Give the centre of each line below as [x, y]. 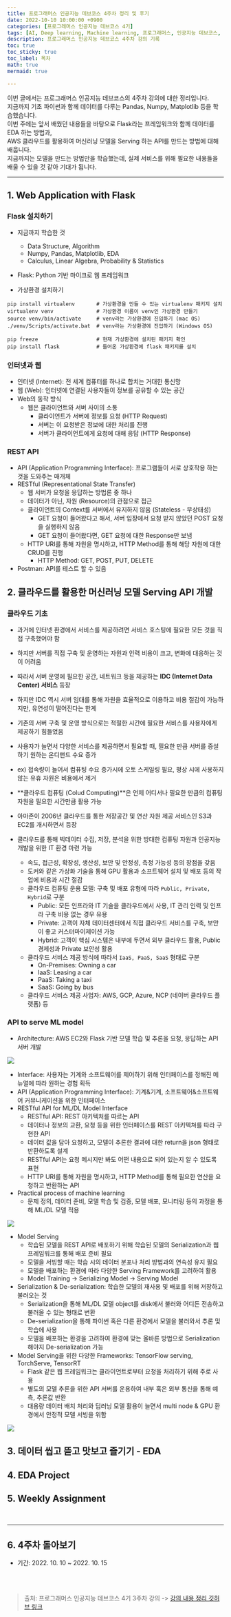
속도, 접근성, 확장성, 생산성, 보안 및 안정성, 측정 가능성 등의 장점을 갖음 [121, 863]
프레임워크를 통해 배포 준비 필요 [69, 1253]
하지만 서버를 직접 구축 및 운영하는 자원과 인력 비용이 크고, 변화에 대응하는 [116, 653]
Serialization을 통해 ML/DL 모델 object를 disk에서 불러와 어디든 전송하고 [125, 1303]
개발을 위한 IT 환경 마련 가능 [55, 848]
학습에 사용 [42, 1329]
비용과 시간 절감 [62, 880]
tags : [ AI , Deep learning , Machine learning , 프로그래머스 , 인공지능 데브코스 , [114, 33]
